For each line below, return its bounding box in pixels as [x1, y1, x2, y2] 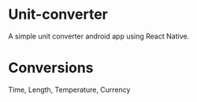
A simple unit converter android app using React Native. [8, 31, 190, 41]
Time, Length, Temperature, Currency [8, 85, 131, 94]
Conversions [8, 59, 94, 77]
